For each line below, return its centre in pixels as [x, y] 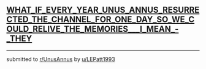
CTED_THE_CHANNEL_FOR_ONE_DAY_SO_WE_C [101, 20]
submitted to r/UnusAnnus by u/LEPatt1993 [61, 59]
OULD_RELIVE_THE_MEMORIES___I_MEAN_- [93, 29]
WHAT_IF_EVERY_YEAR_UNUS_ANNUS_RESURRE [103, 10]
